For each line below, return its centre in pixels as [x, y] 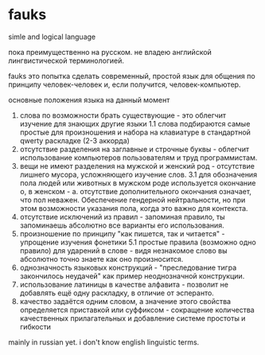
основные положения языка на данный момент [89, 99]
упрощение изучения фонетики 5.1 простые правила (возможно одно [138, 242]
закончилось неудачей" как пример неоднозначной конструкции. [132, 275]
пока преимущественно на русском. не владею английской [110, 52]
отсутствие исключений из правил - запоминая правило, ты [122, 217]
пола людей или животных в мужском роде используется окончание [138, 183]
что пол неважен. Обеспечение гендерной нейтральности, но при [132, 200]
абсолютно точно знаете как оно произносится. [101, 259]
